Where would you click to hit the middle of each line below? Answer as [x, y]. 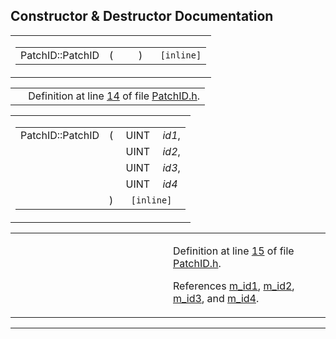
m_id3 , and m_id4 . [216, 298]
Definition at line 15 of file [234, 251]
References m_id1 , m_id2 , [234, 286]
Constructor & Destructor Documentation [142, 16]
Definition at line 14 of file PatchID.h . [114, 96]
